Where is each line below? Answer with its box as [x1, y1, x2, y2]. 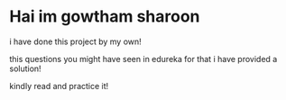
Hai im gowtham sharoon [9, 6, 200, 27]
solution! [9, 63, 42, 74]
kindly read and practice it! [9, 80, 109, 91]
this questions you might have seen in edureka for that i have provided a [9, 53, 278, 64]
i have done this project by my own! [9, 36, 142, 47]
